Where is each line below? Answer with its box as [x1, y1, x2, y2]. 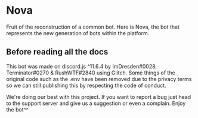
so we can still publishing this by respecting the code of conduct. [6, 82, 166, 89]
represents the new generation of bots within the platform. [6, 29, 150, 36]
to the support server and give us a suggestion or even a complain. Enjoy [6, 100, 186, 107]
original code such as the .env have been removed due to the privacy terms [6, 75, 192, 82]
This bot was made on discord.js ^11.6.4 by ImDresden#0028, [6, 63, 157, 70]
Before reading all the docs [6, 47, 109, 57]
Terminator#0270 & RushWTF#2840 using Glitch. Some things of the [6, 69, 175, 76]
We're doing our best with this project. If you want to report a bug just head [6, 93, 191, 100]
